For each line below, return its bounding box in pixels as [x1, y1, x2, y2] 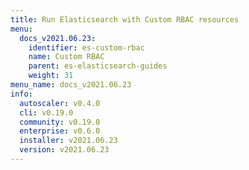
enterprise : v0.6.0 [19, 126, 101, 136]
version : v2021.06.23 [19, 145, 110, 155]
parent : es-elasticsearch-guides [28, 61, 168, 71]
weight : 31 [28, 71, 74, 81]
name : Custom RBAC [28, 52, 105, 62]
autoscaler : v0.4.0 [19, 98, 101, 108]
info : [10, 89, 33, 99]
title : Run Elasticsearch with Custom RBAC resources [10, 14, 240, 25]
